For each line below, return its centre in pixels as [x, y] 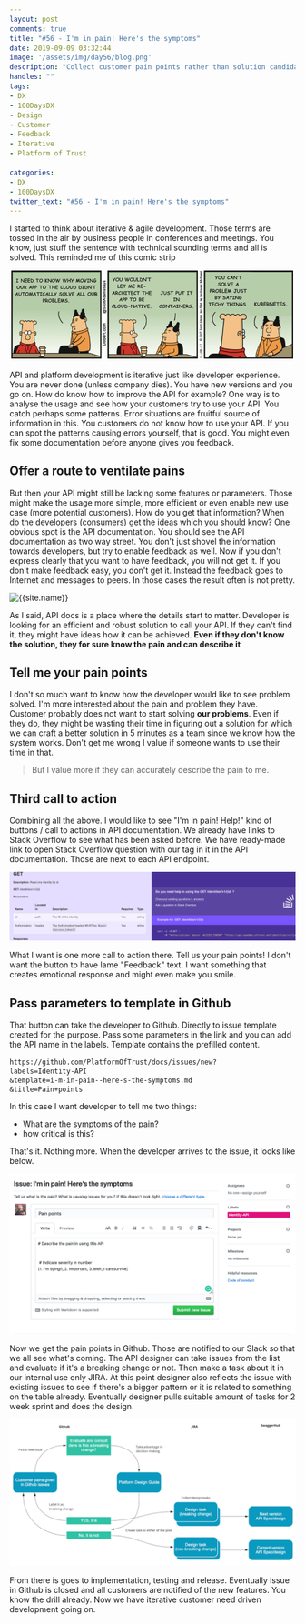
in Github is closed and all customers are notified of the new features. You [148, 1589]
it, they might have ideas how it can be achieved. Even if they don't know [147, 634]
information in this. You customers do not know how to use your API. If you [149, 423]
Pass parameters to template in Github [120, 1003]
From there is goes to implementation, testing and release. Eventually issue [150, 1580]
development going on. [53, 1609]
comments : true [38, 29]
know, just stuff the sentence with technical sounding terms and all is [138, 248]
